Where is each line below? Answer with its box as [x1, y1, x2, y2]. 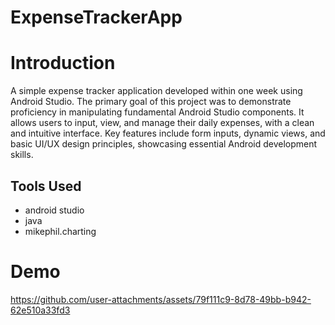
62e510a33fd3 [10, 304, 71, 316]
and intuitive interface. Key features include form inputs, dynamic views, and [10, 127, 326, 140]
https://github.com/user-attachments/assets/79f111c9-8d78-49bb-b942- [10, 293, 312, 305]
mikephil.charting [24, 225, 97, 237]
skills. [10, 149, 34, 161]
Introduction [10, 52, 116, 75]
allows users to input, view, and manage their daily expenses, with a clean [10, 117, 315, 129]
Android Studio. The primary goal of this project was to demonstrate [10, 96, 292, 108]
